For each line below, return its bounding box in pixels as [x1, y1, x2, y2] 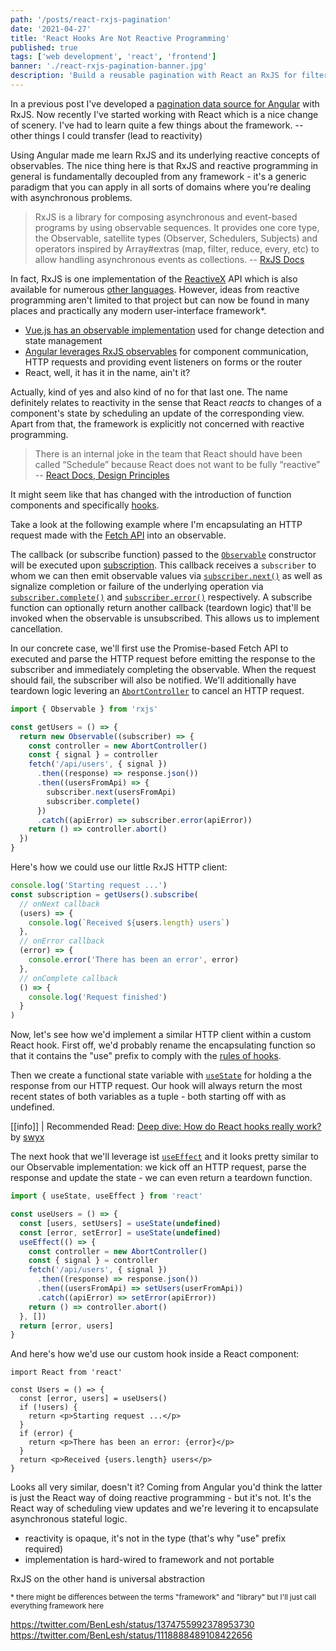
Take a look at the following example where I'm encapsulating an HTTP [10, 518, 303, 530]
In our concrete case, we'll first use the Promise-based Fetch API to [10, 642, 289, 654]
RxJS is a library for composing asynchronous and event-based [34, 211, 298, 223]
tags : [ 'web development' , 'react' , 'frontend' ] [10, 52, 217, 62]
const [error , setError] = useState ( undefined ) [19, 1227, 222, 1238]
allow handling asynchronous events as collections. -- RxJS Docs [34, 253, 305, 265]
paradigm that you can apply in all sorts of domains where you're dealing [10, 181, 312, 193]
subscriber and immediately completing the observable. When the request [10, 663, 317, 675]
